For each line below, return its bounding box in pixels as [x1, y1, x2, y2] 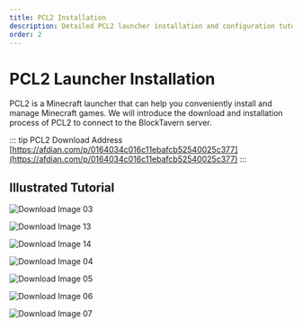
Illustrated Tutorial [9, 180, 115, 195]
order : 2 [9, 30, 42, 39]
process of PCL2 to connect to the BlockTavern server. [9, 118, 213, 129]
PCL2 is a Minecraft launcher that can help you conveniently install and [9, 98, 272, 109]
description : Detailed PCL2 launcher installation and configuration [9, 22, 276, 31]
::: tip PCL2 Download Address [9, 135, 123, 146]
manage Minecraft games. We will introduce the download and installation [9, 108, 283, 119]
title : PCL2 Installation [9, 13, 106, 22]
